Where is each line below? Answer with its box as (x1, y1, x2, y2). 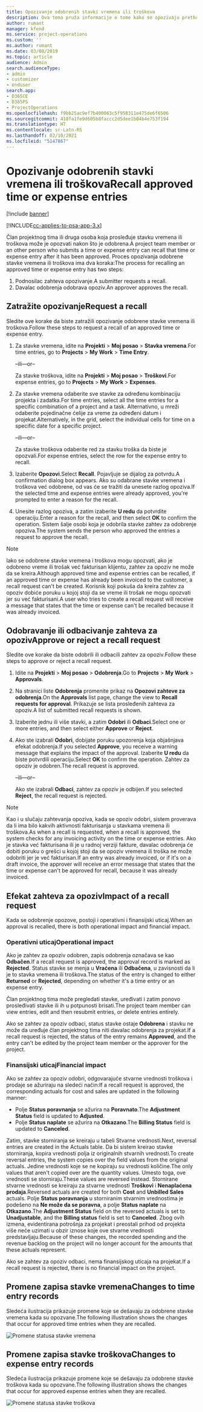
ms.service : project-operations (6, 31, 88, 38)
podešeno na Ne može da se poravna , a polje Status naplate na (6, 1201, 166, 1208)
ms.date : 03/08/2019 (6, 48, 59, 54)
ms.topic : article (6, 54, 53, 60)
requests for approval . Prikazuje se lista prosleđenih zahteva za (14, 700, 175, 708)
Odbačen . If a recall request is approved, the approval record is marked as (6, 958, 190, 966)
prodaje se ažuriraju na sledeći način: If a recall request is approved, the (6, 1081, 184, 1088)
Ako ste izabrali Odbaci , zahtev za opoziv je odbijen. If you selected (14, 786, 183, 793)
